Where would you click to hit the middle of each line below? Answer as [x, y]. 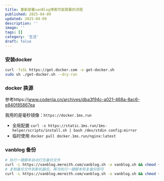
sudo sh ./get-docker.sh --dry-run [41, 74]
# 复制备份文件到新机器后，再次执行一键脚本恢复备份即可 [54, 169]
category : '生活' [22, 37]
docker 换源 [19, 88]
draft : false [18, 42]
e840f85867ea [20, 105]
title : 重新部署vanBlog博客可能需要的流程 [44, 10]
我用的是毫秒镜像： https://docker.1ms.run [48, 115]
